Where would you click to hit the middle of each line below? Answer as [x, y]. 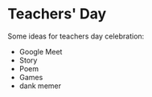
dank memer [40, 86]
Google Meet [41, 51]
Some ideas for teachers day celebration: [76, 36]
